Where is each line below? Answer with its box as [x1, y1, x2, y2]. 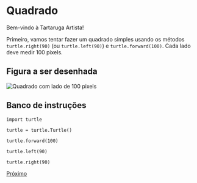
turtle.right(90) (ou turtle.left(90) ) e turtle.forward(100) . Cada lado [6, 42, 191, 49]
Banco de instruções [6, 100, 87, 110]
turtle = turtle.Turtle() [6, 127, 72, 133]
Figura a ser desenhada [6, 66, 98, 77]
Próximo [6, 170, 27, 177]
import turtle [6, 117, 43, 123]
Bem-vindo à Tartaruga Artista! [6, 24, 84, 31]
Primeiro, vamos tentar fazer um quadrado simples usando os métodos [6, 35, 185, 43]
